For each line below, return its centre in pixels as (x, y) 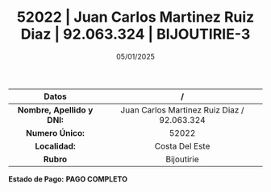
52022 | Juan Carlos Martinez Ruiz (135, 17)
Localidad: (55, 146)
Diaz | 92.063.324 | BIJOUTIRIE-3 (135, 34)
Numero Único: (55, 133)
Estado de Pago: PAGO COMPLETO (68, 179)
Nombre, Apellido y (55, 110)
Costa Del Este (182, 146)
